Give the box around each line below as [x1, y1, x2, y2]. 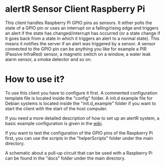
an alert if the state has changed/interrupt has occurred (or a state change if [5, 30, 161, 36]
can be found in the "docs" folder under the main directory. [5, 155, 126, 161]
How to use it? [5, 74, 65, 85]
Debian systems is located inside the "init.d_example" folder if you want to [5, 100, 157, 106]
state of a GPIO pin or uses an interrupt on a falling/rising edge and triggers [5, 25, 159, 31]
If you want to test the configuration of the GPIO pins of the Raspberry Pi [5, 130, 153, 136]
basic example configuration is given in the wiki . [5, 120, 103, 126]
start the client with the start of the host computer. [5, 105, 108, 111]
